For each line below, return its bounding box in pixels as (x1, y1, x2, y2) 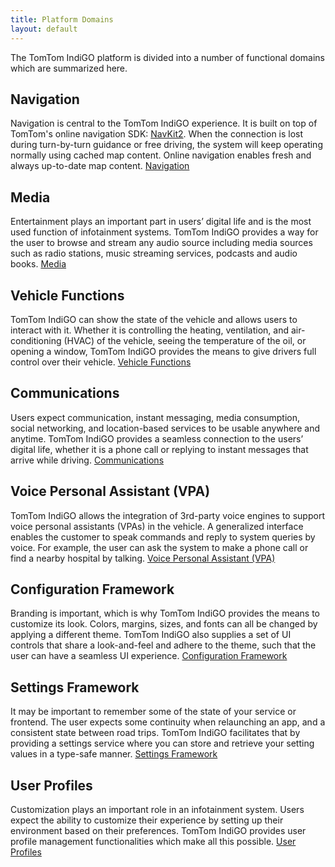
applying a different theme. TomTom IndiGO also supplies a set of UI (10, 629, 292, 641)
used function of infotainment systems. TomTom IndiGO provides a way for (10, 226, 319, 238)
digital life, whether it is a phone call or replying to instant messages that (10, 443, 309, 455)
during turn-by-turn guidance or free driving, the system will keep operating (10, 139, 323, 151)
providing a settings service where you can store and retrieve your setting (10, 737, 315, 750)
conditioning (10, 334, 62, 346)
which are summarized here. (10, 62, 128, 74)
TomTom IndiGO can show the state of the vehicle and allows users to (10, 313, 298, 325)
